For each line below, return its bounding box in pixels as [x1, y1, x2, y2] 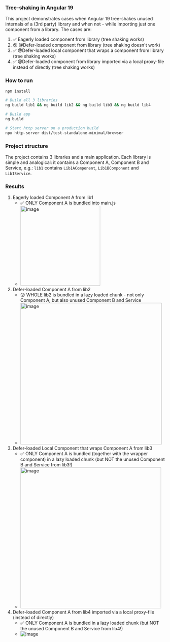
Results [5, 183, 24, 190]
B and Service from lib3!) [20, 462, 73, 468]
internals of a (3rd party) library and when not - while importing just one [5, 21, 156, 27]
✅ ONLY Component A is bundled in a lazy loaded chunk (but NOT [20, 620, 159, 626]
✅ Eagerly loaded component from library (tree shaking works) [12, 36, 145, 42]
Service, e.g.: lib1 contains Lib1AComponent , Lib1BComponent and [5, 165, 139, 171]
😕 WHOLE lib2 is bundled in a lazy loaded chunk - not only [20, 292, 144, 298]
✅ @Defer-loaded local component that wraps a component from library [12, 47, 164, 53]
